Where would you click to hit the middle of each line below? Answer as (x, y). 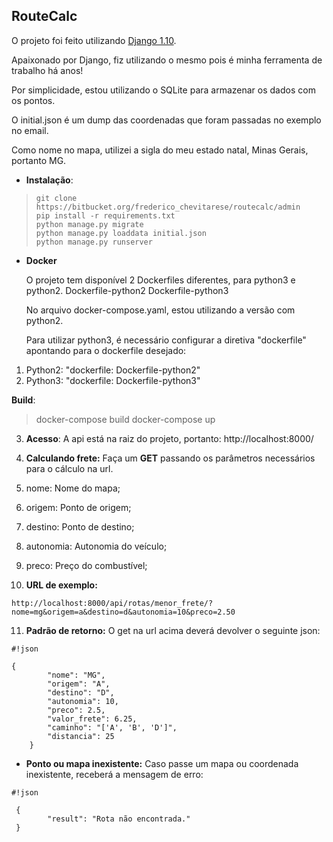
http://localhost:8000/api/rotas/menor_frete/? (112, 603)
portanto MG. (39, 160)
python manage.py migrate (89, 224)
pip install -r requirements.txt (105, 215)
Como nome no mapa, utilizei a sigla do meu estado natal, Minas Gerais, (160, 150)
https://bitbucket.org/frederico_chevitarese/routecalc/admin (168, 207)
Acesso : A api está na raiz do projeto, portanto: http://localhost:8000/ (169, 438)
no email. (30, 130)
